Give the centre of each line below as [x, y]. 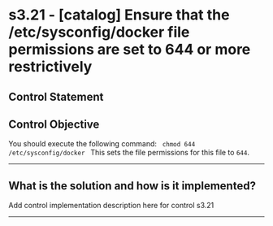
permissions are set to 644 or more [130, 50]
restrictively [50, 67]
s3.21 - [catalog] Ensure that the [119, 15]
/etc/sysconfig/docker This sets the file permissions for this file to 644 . [129, 153]
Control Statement [56, 96]
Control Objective [54, 124]
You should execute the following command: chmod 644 [102, 144]
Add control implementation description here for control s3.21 [111, 206]
